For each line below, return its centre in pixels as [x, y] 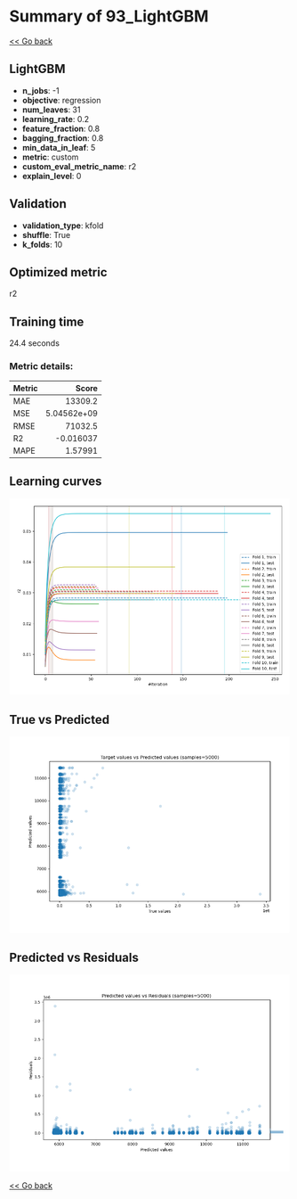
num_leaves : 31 [51, 110]
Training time [47, 321]
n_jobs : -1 [40, 90]
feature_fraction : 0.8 [61, 128]
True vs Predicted [59, 719]
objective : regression [61, 100]
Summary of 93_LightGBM [109, 16]
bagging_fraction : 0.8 [63, 138]
